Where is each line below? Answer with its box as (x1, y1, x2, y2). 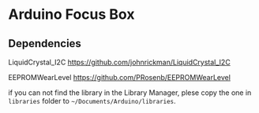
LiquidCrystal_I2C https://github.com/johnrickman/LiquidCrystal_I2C (8, 57, 231, 67)
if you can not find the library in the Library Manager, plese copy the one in (8, 88, 252, 97)
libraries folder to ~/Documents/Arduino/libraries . (8, 97, 176, 105)
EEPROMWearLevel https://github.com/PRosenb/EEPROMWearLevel (8, 73, 231, 82)
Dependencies (8, 37, 81, 50)
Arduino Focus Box (8, 5, 135, 24)
